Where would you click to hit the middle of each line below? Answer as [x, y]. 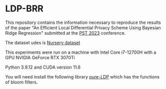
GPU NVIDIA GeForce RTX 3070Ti [40, 57]
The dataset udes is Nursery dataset [43, 42]
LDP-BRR [24, 9]
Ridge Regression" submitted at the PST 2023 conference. [65, 33]
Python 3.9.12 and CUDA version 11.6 [43, 67]
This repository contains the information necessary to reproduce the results [83, 22]
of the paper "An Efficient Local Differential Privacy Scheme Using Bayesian [83, 27]
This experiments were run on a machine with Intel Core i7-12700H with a [81, 52]
